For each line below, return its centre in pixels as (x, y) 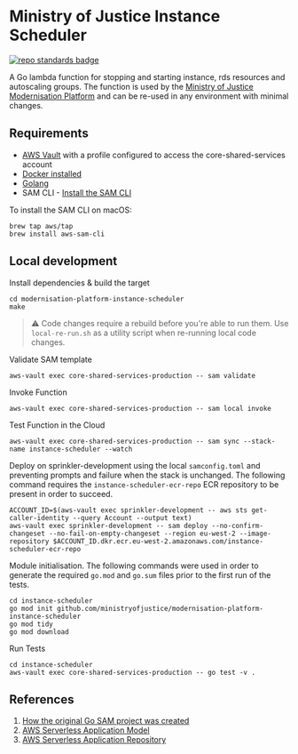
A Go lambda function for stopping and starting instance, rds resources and (147, 76)
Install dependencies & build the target (80, 283)
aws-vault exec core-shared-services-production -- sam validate (132, 375)
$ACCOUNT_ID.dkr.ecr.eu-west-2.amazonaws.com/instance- (158, 541)
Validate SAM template (51, 359)
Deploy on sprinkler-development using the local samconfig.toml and (135, 465)
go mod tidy (31, 624)
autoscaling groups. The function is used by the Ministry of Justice (132, 86)
